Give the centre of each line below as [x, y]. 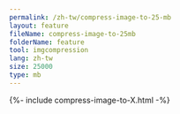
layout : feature [39, 26]
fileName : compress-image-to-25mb [73, 34]
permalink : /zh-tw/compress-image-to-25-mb [90, 17]
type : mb [25, 75]
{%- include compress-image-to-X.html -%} [90, 100]
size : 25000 [31, 67]
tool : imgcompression [49, 50]
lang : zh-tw [31, 58]
